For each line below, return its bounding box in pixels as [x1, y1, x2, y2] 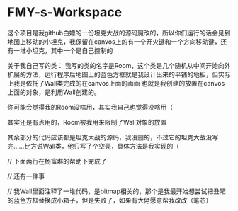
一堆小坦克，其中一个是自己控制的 [13, 46, 113, 55]
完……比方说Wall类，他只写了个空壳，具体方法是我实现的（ [7, 142, 179, 150]
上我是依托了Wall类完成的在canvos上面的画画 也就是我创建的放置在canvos [7, 79, 225, 87]
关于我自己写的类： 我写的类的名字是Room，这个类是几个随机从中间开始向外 [7, 61, 231, 69]
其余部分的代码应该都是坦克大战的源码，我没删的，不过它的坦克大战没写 [7, 132, 218, 142]
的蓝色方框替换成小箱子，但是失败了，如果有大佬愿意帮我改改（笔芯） [7, 195, 212, 204]
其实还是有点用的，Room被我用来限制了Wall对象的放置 [7, 118, 167, 126]
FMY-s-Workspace [7, 4, 123, 21]
